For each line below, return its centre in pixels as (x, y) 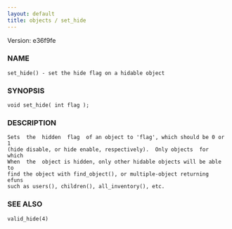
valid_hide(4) (28, 218)
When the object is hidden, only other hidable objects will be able (114, 162)
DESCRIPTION (32, 123)
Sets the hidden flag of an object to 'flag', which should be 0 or (116, 138)
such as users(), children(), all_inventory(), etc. (86, 187)
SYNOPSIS (26, 91)
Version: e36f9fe (32, 40)
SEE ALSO (25, 204)
